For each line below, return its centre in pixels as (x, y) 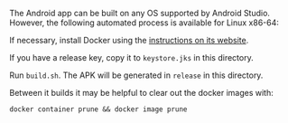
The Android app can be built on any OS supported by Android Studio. (140, 13)
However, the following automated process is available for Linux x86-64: (144, 23)
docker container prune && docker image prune (98, 109)
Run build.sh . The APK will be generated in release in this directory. (136, 75)
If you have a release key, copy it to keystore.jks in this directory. (132, 57)
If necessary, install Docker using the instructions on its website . (129, 40)
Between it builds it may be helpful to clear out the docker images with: (141, 93)
